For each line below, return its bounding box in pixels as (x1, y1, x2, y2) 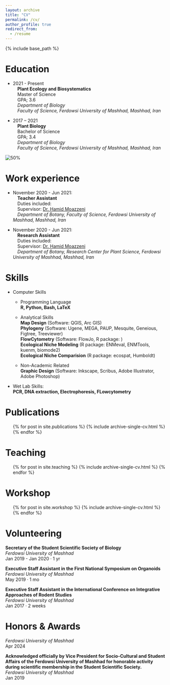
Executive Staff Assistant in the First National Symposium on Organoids (5, 565, 161, 572)
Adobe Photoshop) (20, 373, 60, 379)
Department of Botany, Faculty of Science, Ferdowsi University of (17, 211, 156, 217)
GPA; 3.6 (17, 96, 36, 103)
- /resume (10, 31, 31, 36)
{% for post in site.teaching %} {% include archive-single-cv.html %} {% (12, 464, 166, 470)
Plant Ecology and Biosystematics (17, 86, 91, 92)
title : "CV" (5, 12, 31, 17)
